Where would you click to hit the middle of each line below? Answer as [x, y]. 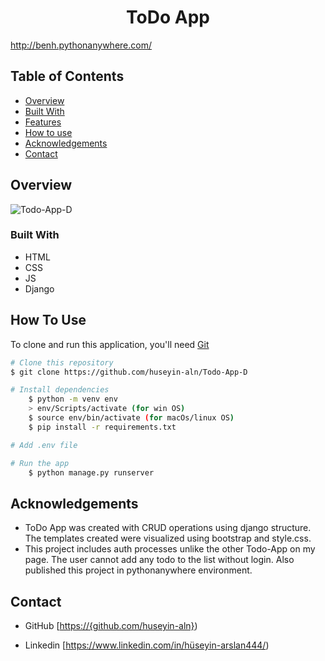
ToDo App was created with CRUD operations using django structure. [168, 528]
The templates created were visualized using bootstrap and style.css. [168, 538]
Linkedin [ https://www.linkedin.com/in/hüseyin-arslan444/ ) [147, 645]
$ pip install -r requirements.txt [102, 427]
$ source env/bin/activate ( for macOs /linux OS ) [131, 418]
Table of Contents [67, 76]
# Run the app [40, 463]
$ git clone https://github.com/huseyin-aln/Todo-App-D [129, 372]
